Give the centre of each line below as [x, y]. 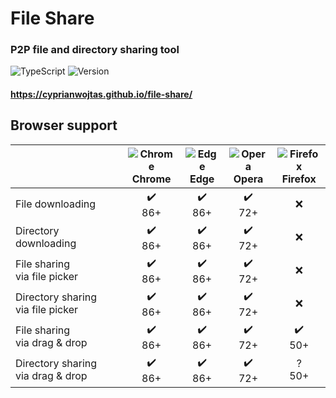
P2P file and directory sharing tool [95, 50]
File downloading [56, 204]
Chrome [151, 179]
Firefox [299, 179]
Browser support [64, 125]
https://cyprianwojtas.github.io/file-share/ [101, 94]
